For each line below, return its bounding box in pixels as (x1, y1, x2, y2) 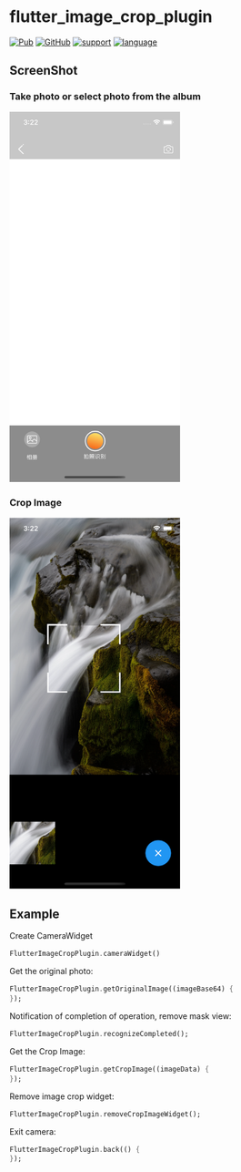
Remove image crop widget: (9, 1091, 115, 1102)
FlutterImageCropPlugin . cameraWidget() (9, 950, 161, 959)
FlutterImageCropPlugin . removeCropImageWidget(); (9, 1109, 202, 1118)
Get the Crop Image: (9, 1045, 85, 1056)
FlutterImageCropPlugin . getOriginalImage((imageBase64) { (9, 984, 234, 994)
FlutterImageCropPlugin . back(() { (9, 1145, 141, 1154)
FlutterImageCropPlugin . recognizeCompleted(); (9, 1030, 189, 1039)
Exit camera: (9, 1126, 56, 1136)
